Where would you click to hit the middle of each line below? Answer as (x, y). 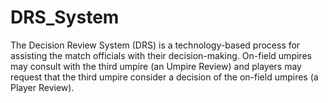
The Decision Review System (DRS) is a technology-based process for (155, 45)
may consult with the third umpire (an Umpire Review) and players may (156, 66)
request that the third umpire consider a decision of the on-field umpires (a (164, 77)
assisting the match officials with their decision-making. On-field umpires (161, 55)
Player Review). (42, 87)
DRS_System (65, 17)
